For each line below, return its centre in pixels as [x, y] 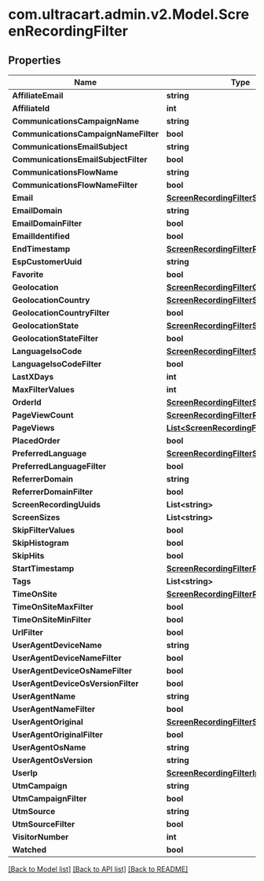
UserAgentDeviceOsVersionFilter [75, 684]
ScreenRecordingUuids [56, 505]
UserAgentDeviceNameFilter [67, 658]
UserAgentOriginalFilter [58, 735]
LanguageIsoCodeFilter [57, 364]
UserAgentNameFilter [54, 709]
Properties [35, 60]
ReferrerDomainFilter [53, 492]
